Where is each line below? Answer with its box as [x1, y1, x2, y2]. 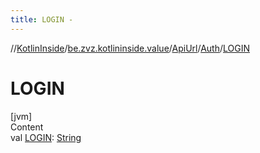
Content [10, 121, 44, 133]
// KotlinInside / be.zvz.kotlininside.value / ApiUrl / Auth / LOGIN [10, 42, 250, 54]
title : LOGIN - [10, 14, 74, 25]
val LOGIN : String [10, 131, 82, 143]
